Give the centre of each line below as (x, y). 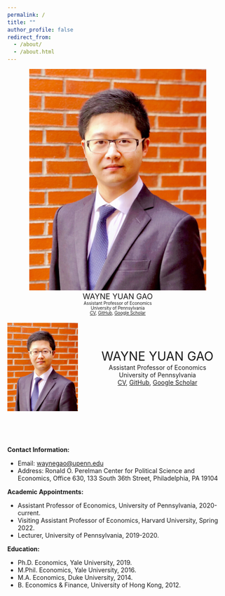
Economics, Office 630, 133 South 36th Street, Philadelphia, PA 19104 (118, 479)
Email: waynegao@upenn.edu (60, 463)
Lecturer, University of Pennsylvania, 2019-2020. (88, 536)
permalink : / (26, 15)
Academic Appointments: (46, 492)
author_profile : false (40, 30)
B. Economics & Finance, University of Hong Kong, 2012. (99, 585)
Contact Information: (39, 450)
